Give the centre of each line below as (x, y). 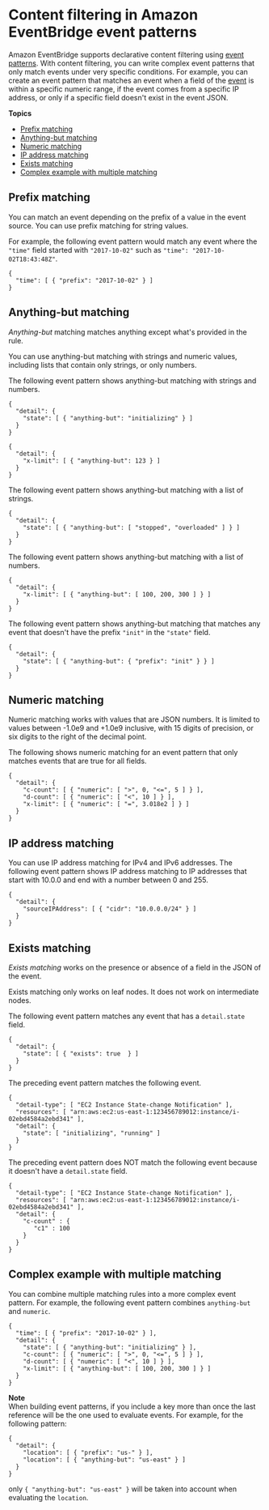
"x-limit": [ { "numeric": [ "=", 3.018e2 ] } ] (106, 804)
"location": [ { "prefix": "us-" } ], (88, 1452)
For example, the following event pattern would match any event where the (133, 241)
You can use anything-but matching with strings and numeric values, (123, 356)
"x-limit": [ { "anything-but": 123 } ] (92, 461)
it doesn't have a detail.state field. (68, 1171)
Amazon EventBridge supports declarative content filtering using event (126, 54)
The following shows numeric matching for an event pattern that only (123, 753)
